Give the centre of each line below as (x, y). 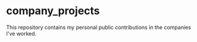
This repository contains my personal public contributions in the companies (99, 27)
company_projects (53, 11)
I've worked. (21, 33)
